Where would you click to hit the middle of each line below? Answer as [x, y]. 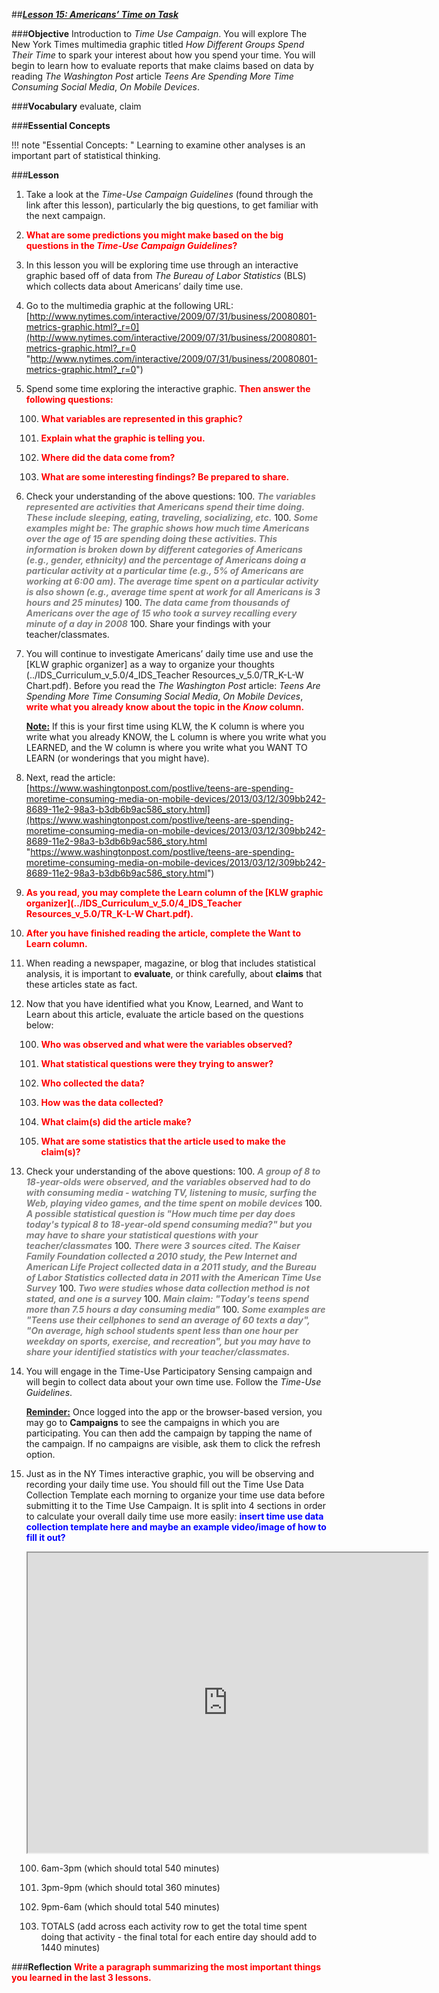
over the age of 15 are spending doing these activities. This [151, 538]
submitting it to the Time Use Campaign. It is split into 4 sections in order [175, 1505]
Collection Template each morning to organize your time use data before [175, 1495]
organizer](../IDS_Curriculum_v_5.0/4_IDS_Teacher [134, 903]
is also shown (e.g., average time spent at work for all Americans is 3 [173, 592]
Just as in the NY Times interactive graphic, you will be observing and [170, 1473]
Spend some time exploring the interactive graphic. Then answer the [168, 388]
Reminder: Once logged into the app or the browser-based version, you [174, 1412]
